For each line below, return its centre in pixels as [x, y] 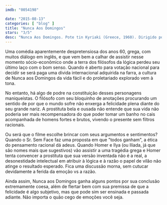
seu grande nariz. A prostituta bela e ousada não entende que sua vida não [82, 109]
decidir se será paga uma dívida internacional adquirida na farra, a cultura [81, 73]
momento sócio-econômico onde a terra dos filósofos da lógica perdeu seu [83, 62]
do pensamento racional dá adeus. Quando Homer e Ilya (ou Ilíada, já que [80, 145]
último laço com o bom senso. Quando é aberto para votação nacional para [83, 67]
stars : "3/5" [19, 33]
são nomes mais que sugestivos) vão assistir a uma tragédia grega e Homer [83, 150]
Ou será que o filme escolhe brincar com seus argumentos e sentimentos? [82, 134]
